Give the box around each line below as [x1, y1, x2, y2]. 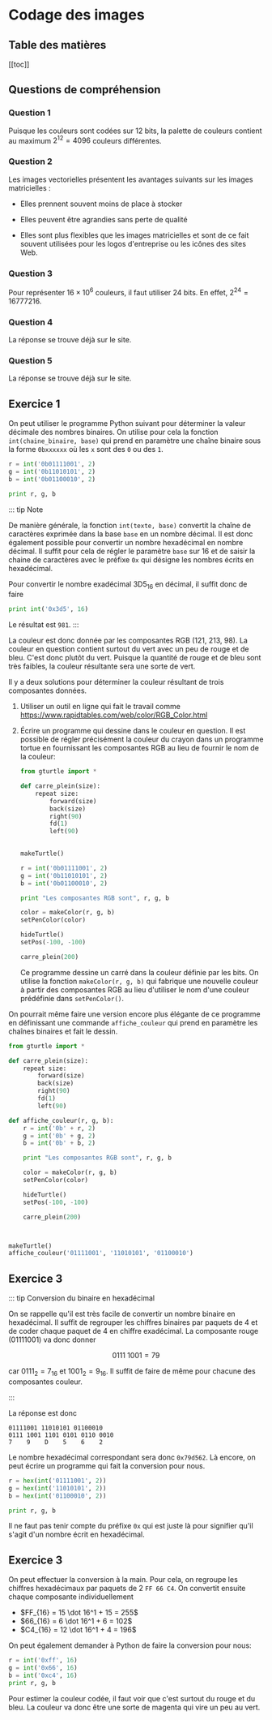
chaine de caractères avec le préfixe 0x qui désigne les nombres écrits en [8, 554, 254, 565]
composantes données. [8, 686, 87, 695]
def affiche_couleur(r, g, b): [8, 1116, 114, 1124]
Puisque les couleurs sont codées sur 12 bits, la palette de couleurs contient [8, 126, 262, 135]
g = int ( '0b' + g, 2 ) [23, 1132, 96, 1140]
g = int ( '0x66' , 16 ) [8, 1664, 79, 1672]
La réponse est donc [8, 1408, 77, 1417]
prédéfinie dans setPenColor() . [19, 993, 124, 1003]
